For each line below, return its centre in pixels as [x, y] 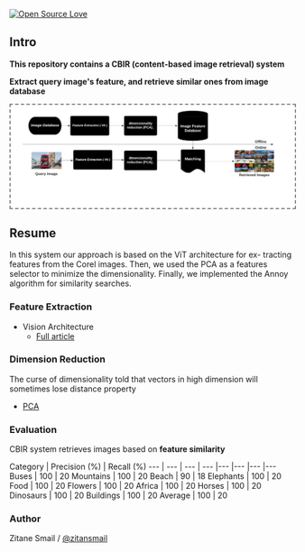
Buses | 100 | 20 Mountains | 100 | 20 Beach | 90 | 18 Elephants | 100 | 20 [146, 476]
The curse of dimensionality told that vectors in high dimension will [134, 379]
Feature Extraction [51, 307]
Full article [55, 336]
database [28, 91]
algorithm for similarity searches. [71, 283]
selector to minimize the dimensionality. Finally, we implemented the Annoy [149, 274]
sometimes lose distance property [73, 389]
